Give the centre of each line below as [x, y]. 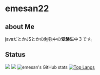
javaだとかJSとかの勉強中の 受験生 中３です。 [50, 39]
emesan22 [27, 9]
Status [15, 55]
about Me [20, 27]
